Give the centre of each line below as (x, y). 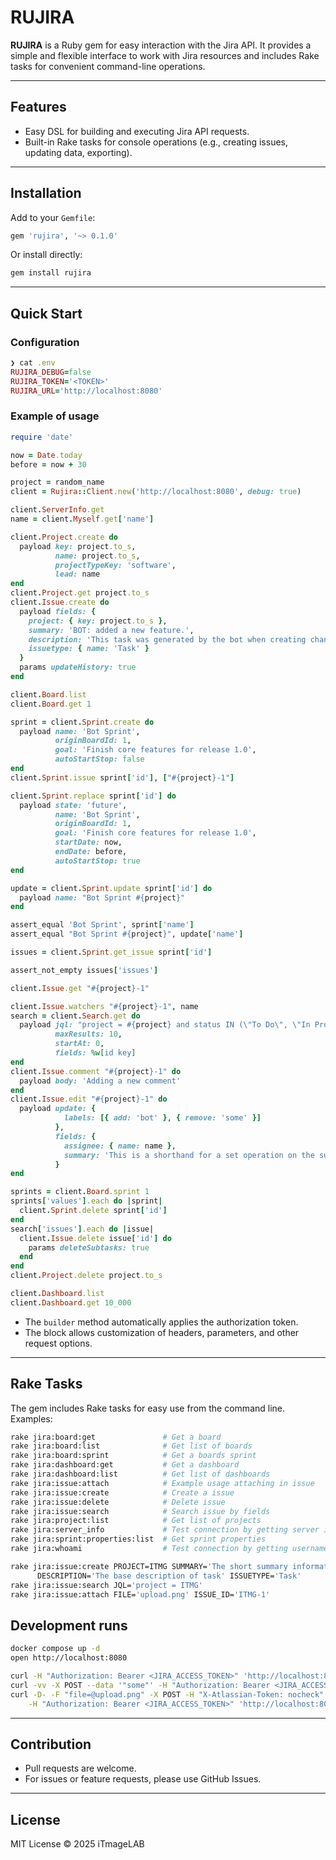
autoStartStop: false (99, 759)
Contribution (51, 1744)
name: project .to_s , (97, 556)
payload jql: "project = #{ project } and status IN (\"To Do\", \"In (165, 1025)
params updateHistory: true (78, 667)
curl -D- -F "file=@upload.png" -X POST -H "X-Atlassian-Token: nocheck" (167, 1694)
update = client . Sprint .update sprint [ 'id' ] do (111, 888)
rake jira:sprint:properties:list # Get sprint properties (138, 1539)
